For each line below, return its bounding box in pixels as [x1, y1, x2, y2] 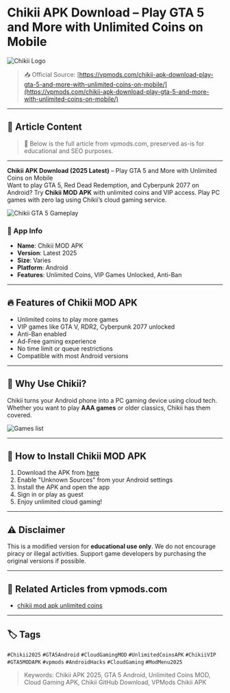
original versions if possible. [7, 557, 87, 565]
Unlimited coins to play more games [16, 315, 118, 323]
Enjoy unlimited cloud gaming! [16, 497, 103, 506]
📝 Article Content [7, 121, 82, 133]
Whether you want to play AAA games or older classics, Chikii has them [7, 403, 211, 412]
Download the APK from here [16, 469, 100, 477]
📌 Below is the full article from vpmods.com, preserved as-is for [23, 139, 205, 148]
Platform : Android [16, 263, 68, 272]
